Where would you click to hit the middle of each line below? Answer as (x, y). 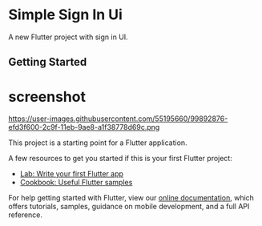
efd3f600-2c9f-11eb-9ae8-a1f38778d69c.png (84, 127)
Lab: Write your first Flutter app (72, 174)
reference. (25, 215)
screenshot (47, 97)
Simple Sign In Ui (65, 15)
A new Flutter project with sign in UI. (68, 37)
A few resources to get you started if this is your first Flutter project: (120, 159)
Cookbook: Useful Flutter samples (76, 183)
